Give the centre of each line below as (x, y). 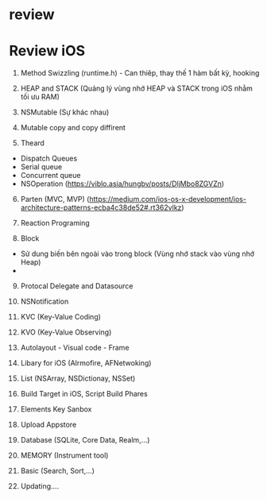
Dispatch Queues (49, 159)
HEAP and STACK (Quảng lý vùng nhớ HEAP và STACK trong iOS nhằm (137, 88)
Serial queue (41, 167)
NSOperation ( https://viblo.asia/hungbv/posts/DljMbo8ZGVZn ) (122, 184)
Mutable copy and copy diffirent (73, 128)
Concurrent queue (50, 176)
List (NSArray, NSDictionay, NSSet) (78, 378)
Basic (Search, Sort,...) (57, 471)
